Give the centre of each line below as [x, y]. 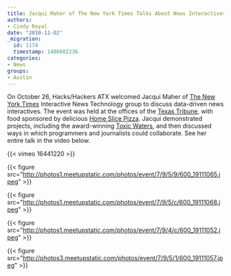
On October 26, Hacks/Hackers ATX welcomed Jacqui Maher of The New [111, 97]
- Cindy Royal [27, 26]
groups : [18, 71]
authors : [20, 20]
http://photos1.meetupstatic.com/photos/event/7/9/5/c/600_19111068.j [122, 203]
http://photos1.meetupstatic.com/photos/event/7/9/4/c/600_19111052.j [122, 230]
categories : [24, 58]
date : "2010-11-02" [35, 33]
